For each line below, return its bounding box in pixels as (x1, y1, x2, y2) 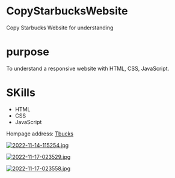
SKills (6, 86, 36, 99)
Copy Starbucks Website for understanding (6, 24, 114, 31)
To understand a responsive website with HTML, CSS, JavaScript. (6, 65, 170, 72)
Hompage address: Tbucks (6, 130, 74, 137)
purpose (6, 45, 49, 59)
